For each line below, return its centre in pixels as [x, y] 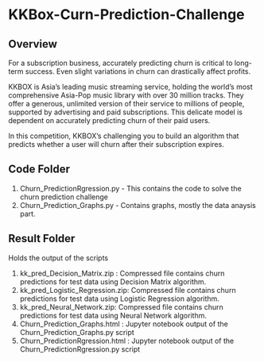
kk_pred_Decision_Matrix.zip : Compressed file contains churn [122, 273]
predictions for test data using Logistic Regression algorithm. [120, 298]
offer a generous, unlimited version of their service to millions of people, [126, 104]
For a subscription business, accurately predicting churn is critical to [120, 63]
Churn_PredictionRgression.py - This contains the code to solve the [130, 188]
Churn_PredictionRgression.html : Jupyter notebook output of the [127, 341]
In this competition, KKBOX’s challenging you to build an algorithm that [124, 136]
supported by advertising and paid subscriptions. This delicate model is [125, 112]
